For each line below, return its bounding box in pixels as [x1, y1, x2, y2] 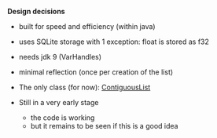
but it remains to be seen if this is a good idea [30, 122, 178, 130]
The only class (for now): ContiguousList [18, 82, 151, 92]
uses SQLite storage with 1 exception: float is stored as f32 [18, 37, 210, 46]
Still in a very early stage [18, 98, 99, 107]
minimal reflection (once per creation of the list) [18, 67, 174, 77]
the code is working [30, 113, 95, 122]
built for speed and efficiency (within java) [18, 22, 156, 31]
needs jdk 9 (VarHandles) [18, 53, 102, 61]
